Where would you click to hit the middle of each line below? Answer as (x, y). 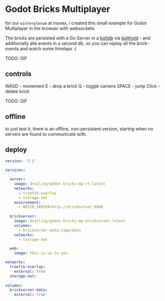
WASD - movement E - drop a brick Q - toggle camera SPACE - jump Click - (82, 86)
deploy (16, 150)
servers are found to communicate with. (46, 134)
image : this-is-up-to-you (41, 253)
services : (15, 170)
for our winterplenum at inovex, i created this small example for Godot (76, 23)
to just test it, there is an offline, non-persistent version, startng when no (79, 129)
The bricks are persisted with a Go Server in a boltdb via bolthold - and (78, 38)
